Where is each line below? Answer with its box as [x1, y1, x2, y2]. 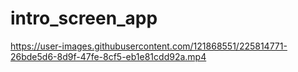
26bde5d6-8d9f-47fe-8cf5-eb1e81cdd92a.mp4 [10, 50, 207, 62]
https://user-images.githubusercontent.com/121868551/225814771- [10, 40, 288, 52]
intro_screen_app [10, 7, 158, 30]
